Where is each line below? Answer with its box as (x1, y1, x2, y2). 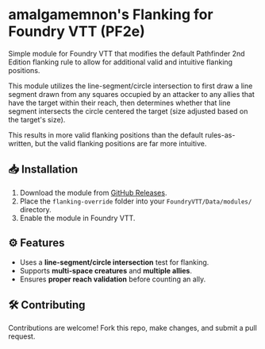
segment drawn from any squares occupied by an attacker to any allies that (8, 89, 255, 99)
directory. (19, 204, 52, 214)
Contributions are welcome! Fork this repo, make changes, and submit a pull (8, 324, 258, 333)
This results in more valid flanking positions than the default (8, 130, 204, 140)
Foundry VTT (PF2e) (8, 22, 145, 41)
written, (8, 138, 33, 148)
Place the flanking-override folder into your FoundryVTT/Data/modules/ (19, 196, 252, 206)
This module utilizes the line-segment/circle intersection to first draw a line (8, 81, 253, 91)
